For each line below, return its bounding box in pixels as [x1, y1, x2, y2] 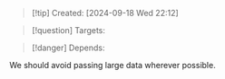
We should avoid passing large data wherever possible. [9, 60, 216, 70]
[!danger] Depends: [31, 42, 105, 53]
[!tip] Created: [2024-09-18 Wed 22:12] [31, 8, 179, 18]
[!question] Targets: [31, 25, 106, 35]
